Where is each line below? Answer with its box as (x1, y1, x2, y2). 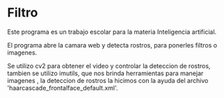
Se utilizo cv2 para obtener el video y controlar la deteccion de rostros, (7, 61, 211, 70)
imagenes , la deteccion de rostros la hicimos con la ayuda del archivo (7, 76, 209, 84)
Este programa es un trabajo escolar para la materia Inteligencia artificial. (7, 28, 217, 36)
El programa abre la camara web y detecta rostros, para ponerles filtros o (7, 41, 218, 49)
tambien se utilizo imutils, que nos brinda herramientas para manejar (7, 69, 204, 77)
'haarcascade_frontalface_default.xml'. (7, 84, 118, 92)
